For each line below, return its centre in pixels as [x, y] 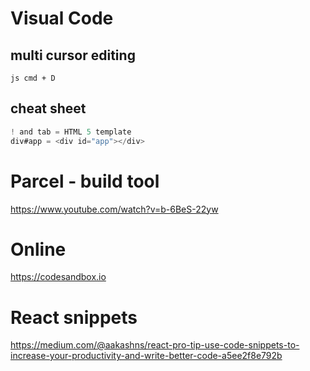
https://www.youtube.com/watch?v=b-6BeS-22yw [114, 209]
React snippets [74, 317]
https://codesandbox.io [58, 277]
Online [38, 249]
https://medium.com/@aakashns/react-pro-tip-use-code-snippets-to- [155, 345]
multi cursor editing [73, 55]
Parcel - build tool [85, 181]
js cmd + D [33, 78]
